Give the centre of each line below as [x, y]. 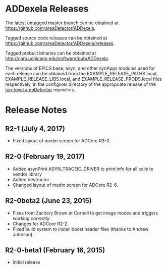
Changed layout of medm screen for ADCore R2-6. [65, 185]
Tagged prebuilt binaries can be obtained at [51, 53]
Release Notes [36, 110]
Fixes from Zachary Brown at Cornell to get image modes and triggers [85, 213]
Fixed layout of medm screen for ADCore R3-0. [62, 141]
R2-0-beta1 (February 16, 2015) [55, 250]
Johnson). [23, 234]
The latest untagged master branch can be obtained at [62, 23]
